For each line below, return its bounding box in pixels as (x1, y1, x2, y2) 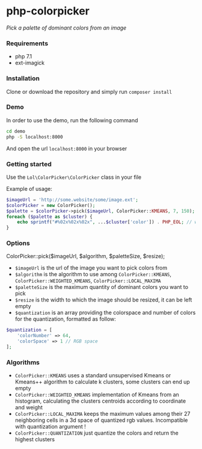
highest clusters (14, 436, 55, 443)
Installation (6, 74, 40, 82)
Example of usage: (6, 185, 53, 192)
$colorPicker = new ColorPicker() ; (6, 202, 96, 208)
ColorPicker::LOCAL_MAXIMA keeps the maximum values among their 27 (14, 410, 191, 418)
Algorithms (6, 358, 40, 367)
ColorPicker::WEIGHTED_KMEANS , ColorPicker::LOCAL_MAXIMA (14, 277, 161, 284)
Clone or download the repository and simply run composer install (6, 88, 173, 95)
